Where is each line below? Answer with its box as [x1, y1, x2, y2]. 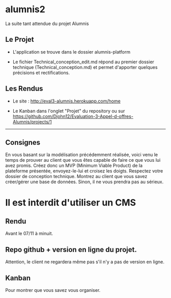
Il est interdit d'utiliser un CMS [5, 196, 136, 208]
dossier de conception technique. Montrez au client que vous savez [5, 173, 148, 180]
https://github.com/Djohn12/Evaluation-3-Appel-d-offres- [12, 113, 134, 119]
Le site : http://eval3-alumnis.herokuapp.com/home [12, 98, 121, 104]
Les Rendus [5, 84, 43, 93]
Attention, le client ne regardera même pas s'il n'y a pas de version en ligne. [5, 259, 164, 265]
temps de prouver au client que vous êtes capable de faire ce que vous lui [5, 157, 161, 163]
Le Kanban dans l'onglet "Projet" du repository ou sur [12, 108, 125, 114]
